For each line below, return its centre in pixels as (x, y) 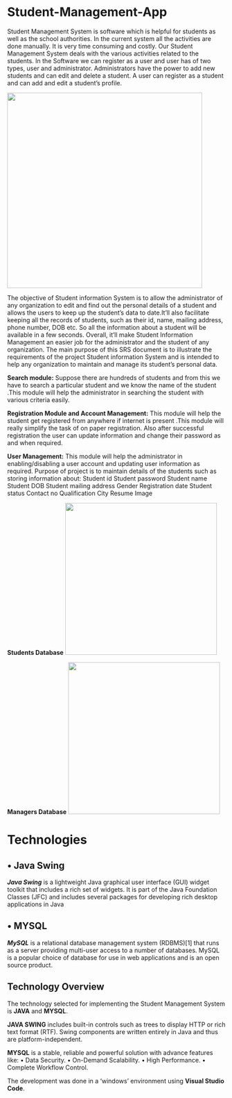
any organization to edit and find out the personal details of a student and (112, 305)
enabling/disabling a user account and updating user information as (104, 463)
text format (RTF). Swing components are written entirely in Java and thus (113, 1031)
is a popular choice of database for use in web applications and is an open (113, 957)
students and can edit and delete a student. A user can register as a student (115, 75)
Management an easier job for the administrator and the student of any (108, 342)
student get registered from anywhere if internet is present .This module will (115, 420)
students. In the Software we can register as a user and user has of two (109, 60)
